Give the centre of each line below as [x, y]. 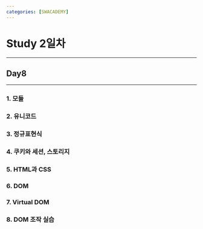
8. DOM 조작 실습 [30, 219]
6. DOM [18, 186]
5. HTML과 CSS [29, 169]
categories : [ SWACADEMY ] [37, 12]
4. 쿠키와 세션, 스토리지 [38, 152]
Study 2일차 [36, 43]
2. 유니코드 [21, 116]
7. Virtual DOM [28, 202]
